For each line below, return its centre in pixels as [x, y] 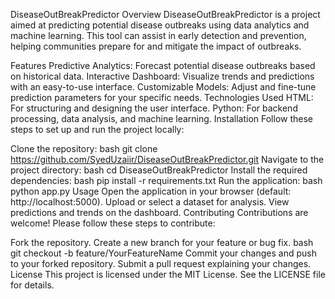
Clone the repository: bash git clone [84, 148]
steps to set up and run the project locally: [97, 129]
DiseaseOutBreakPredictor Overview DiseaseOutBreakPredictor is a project [165, 14]
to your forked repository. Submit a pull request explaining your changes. [161, 263]
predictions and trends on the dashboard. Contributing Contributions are [159, 212]
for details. [32, 285]
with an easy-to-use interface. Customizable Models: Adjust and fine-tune [163, 87]
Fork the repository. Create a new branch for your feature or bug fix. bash [162, 242]
